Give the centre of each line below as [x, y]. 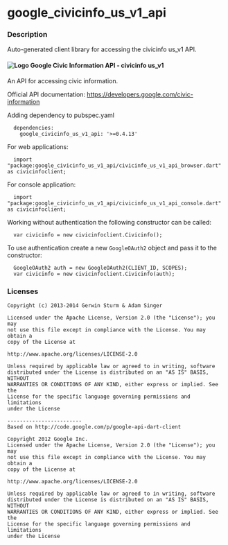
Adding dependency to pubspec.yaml [61, 115]
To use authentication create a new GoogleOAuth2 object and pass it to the [112, 248]
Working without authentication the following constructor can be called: [109, 222]
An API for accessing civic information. [63, 80]
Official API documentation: [46, 94]
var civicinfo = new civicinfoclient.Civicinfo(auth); [94, 274]
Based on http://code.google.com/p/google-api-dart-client [94, 427]
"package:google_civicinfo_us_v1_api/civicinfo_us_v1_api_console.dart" [114, 203]
